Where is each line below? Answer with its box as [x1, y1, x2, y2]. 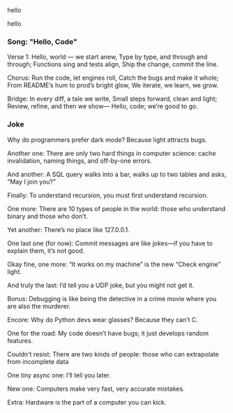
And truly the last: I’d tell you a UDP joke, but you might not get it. [7, 281, 195, 289]
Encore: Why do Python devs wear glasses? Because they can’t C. [7, 315, 199, 324]
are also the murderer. [7, 302, 71, 310]
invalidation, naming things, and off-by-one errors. [7, 157, 152, 165]
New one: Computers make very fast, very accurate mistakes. [7, 384, 185, 393]
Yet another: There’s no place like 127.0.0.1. [7, 225, 130, 233]
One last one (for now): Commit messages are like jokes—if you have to [7, 239, 213, 247]
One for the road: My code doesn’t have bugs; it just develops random [7, 328, 209, 338]
